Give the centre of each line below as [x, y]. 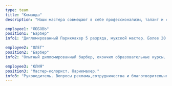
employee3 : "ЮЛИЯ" [25, 66]
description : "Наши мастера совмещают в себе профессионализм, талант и [84, 19]
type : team [17, 10]
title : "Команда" [24, 15]
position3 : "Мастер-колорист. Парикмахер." [52, 71]
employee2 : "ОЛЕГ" [25, 48]
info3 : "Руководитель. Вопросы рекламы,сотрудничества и [67, 76]
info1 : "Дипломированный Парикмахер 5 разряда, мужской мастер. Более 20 [86, 38]
